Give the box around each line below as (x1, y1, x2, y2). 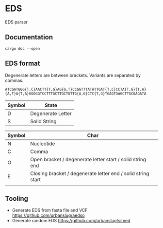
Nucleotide (30, 140, 55, 147)
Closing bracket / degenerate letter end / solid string (30, 170, 149, 177)
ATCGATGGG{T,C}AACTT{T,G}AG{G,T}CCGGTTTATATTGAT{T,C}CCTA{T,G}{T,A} (5, 87, 147, 92)
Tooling (5, 194, 28, 203)
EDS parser (5, 19, 28, 25)
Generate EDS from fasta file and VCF (12, 208, 88, 213)
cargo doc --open (5, 46, 40, 51)
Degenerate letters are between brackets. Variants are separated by (5, 72, 141, 78)
